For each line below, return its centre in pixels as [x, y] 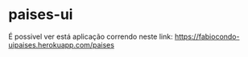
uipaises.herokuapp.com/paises [62, 44]
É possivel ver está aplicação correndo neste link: [91, 36]
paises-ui [41, 15]
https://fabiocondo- [207, 36]
